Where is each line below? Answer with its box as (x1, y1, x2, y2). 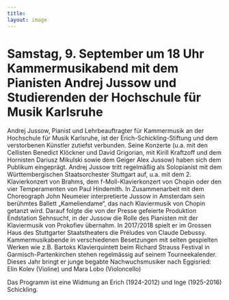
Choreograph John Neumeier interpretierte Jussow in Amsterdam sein (7, 192, 205, 201)
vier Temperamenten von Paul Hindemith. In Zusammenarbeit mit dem (7, 185, 204, 193)
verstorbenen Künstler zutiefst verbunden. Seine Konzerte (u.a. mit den (7, 141, 208, 149)
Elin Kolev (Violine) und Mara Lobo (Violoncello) (7, 265, 142, 273)
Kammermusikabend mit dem (7, 60, 179, 76)
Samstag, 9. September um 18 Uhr (7, 46, 204, 62)
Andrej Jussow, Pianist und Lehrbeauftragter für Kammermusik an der (7, 127, 204, 135)
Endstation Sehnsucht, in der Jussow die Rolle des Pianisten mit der (7, 214, 198, 223)
